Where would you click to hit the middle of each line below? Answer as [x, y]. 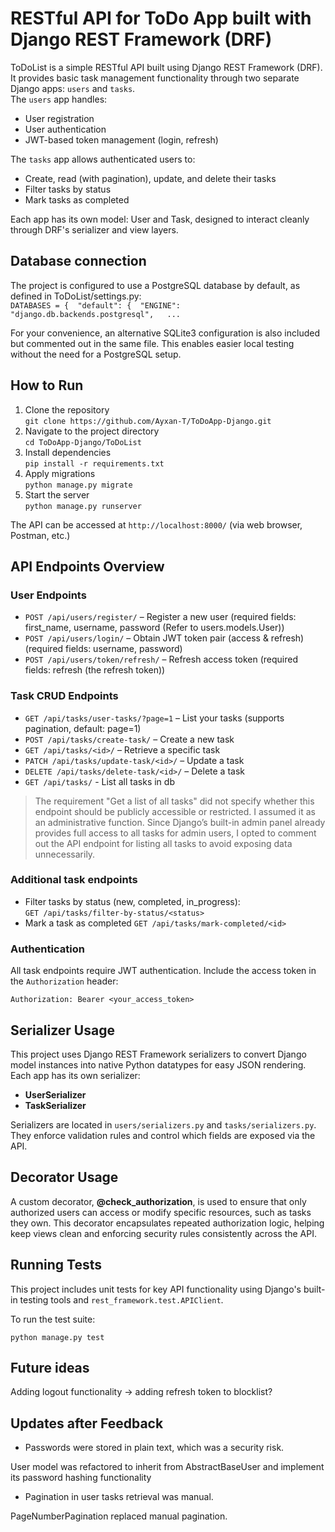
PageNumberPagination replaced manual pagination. [119, 1516]
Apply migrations [60, 473]
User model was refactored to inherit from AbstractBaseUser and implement [167, 1467]
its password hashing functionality [81, 1478]
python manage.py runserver [83, 506]
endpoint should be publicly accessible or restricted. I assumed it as [175, 811]
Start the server [57, 494]
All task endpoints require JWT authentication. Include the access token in [163, 971]
